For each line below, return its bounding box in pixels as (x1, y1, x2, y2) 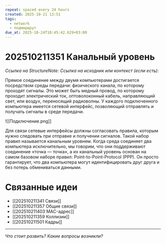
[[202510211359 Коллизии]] (12, 213, 70, 219)
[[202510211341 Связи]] (12, 198, 62, 204)
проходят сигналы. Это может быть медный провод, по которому (5, 87, 144, 94)
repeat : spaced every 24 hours (5, 7, 70, 12)
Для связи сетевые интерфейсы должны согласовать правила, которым (5, 128, 159, 134)
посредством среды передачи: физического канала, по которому (5, 82, 144, 88)
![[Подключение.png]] (5, 118, 52, 124)
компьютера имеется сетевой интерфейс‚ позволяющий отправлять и (5, 103, 154, 109)
